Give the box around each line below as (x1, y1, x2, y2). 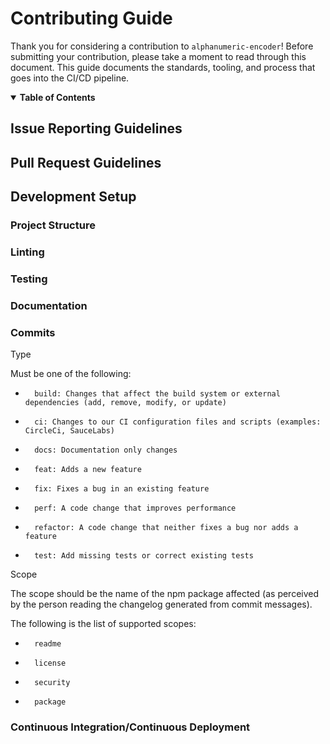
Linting (10, 245, 45, 259)
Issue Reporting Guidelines (10, 120, 183, 137)
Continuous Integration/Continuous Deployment (10, 720, 251, 734)
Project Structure (10, 218, 96, 232)
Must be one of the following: (10, 368, 132, 380)
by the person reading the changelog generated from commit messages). (10, 598, 313, 611)
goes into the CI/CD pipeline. (10, 72, 130, 84)
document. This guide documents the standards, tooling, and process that (10, 61, 316, 73)
